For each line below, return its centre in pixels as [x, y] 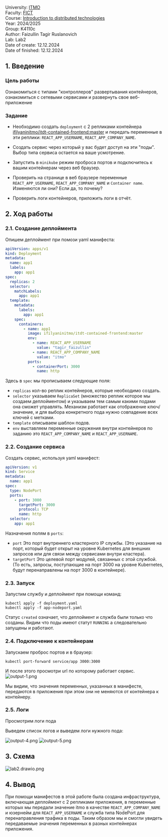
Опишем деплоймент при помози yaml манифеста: [60, 240]
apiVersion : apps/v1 [27, 249]
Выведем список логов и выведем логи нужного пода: [64, 731]
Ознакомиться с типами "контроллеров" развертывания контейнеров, [81, 92]
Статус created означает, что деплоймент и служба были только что [79, 617]
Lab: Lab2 [16, 39]
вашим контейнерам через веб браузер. [56, 168]
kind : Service [20, 472]
